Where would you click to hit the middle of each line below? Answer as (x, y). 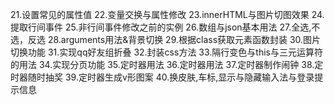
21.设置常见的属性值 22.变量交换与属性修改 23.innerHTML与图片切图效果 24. (167, 14)
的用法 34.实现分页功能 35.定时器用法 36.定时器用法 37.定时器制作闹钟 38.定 (167, 64)
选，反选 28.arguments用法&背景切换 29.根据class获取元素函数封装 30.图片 (166, 39)
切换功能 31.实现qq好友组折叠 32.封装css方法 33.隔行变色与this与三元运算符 (166, 52)
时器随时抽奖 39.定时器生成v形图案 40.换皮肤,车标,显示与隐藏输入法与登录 (162, 77)
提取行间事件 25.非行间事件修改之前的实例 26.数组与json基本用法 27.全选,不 (165, 27)
